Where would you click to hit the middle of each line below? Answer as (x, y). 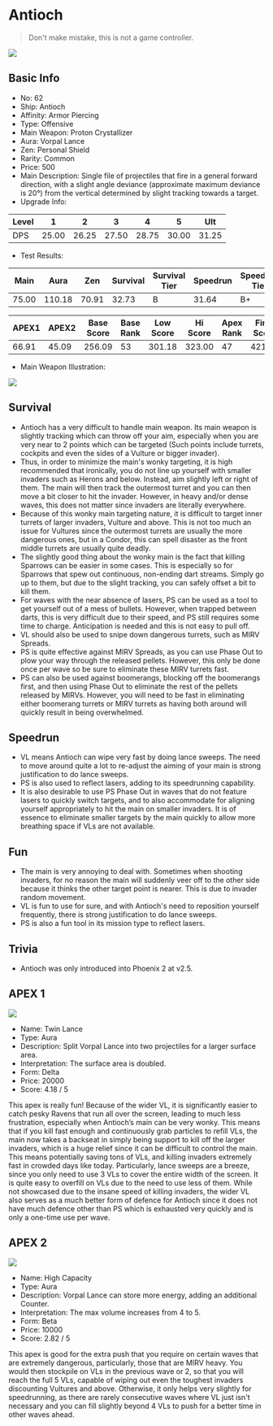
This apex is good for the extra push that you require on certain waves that (133, 1354)
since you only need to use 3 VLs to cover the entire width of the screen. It (133, 1174)
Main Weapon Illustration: (63, 367)
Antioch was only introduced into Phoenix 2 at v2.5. (106, 968)
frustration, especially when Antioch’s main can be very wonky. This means (134, 1122)
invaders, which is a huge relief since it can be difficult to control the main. (133, 1148)
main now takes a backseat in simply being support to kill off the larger (127, 1139)
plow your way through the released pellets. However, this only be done (140, 660)
